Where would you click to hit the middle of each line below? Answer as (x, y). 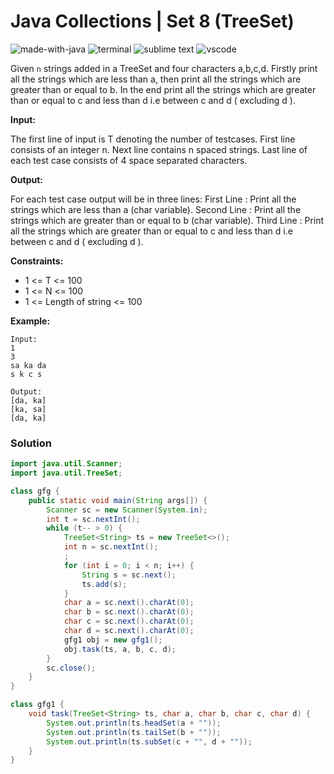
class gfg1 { (37, 705)
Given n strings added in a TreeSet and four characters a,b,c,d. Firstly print (164, 68)
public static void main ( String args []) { (118, 500)
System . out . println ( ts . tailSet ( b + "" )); (134, 732)
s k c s (26, 374)
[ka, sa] (28, 409)
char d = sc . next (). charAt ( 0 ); (129, 631)
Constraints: (37, 261)
